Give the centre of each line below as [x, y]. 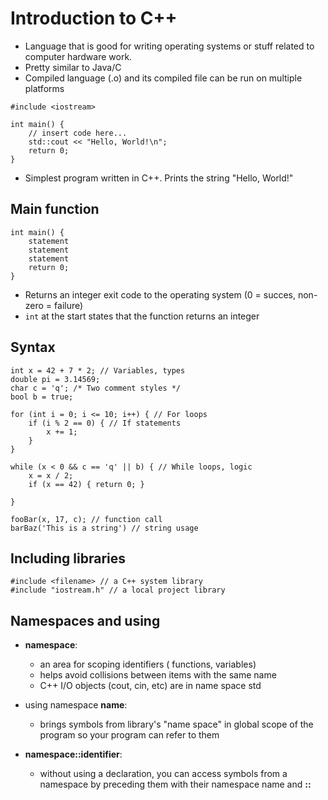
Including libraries [68, 558]
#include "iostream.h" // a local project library [118, 590]
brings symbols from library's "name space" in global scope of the [176, 724]
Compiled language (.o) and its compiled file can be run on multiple [163, 78]
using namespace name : [76, 705]
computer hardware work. [78, 56]
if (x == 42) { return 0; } [86, 484]
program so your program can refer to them [129, 735]
